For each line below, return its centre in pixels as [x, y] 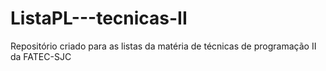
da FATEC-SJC [41, 56]
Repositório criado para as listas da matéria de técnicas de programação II [163, 46]
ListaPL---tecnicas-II [99, 18]
